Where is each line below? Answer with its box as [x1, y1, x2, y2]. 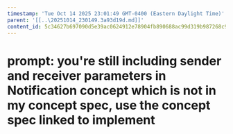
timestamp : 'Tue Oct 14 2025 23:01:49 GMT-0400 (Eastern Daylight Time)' [7, 10, 225, 17]
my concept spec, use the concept [7, 97, 211, 113]
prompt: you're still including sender [7, 53, 222, 69]
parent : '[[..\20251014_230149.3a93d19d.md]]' [7, 17, 144, 24]
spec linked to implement [7, 112, 156, 128]
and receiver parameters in [7, 67, 166, 83]
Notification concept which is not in [7, 83, 216, 98]
